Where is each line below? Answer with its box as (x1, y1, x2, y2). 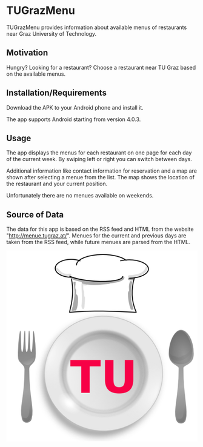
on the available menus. (6, 70, 65, 78)
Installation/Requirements (6, 88, 107, 98)
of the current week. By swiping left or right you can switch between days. (6, 156, 193, 163)
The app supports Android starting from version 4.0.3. (6, 116, 141, 123)
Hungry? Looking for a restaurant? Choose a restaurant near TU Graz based (6, 64, 196, 71)
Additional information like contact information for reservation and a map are (6, 167, 197, 174)
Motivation (6, 48, 48, 58)
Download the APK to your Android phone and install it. (6, 104, 144, 111)
